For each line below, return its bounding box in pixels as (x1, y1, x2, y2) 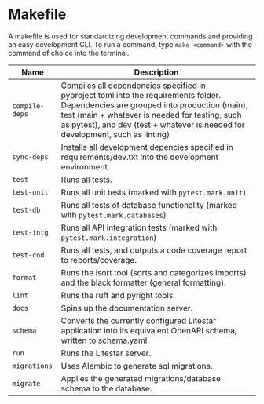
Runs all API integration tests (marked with (60, 222, 218, 233)
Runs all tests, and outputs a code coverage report (60, 245, 247, 256)
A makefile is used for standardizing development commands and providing (8, 31, 253, 41)
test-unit (12, 187, 49, 197)
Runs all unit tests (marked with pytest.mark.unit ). (60, 187, 249, 198)
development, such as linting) (60, 129, 170, 140)
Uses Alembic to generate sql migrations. (60, 360, 214, 371)
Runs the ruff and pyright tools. (60, 289, 175, 300)
